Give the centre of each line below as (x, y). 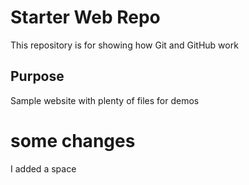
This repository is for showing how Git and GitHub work (124, 45)
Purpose (37, 76)
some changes (73, 140)
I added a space (43, 168)
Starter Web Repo (85, 17)
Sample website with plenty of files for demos (105, 100)
